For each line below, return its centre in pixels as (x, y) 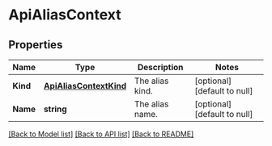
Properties (36, 45)
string (55, 109)
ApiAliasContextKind (85, 86)
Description (160, 67)
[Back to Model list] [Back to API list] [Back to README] (101, 134)
